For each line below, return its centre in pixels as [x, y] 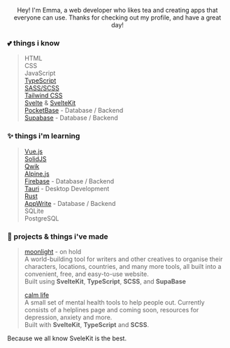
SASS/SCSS [42, 88]
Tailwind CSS [43, 96]
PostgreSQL [42, 218]
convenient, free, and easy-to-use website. [86, 274]
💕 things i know [34, 43]
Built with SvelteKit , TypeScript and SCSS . [86, 324]
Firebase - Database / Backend [69, 181]
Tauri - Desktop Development [67, 188]
